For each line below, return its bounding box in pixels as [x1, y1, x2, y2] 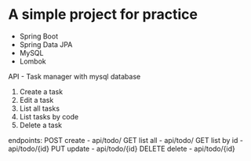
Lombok [19, 57, 47, 66]
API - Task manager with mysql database [8, 71, 141, 81]
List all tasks [19, 104, 60, 113]
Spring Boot [19, 31, 59, 41]
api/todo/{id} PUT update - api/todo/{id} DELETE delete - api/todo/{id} [8, 144, 235, 153]
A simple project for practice [8, 5, 198, 24]
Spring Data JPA [19, 39, 73, 49]
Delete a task [19, 120, 63, 130]
